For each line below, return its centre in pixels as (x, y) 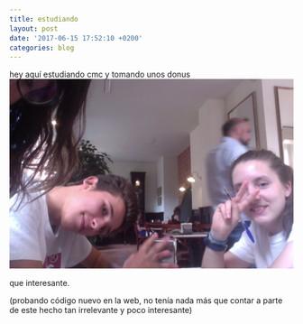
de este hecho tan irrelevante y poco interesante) (101, 310)
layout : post (34, 28)
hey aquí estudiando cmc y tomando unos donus (100, 74)
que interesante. (40, 282)
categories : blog (42, 48)
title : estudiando (44, 19)
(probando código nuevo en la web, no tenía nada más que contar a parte (146, 300)
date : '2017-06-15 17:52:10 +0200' (76, 38)
